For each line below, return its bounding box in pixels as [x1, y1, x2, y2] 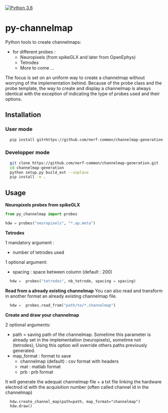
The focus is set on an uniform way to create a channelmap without [5, 75, 145, 81]
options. [5, 96, 23, 102]
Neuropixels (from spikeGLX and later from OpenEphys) [20, 54, 136, 60]
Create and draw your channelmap [5, 312, 79, 318]
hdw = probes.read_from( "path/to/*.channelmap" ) [10, 303, 116, 308]
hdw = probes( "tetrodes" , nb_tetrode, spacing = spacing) [10, 279, 136, 284]
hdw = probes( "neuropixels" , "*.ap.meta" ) [5, 221, 96, 226]
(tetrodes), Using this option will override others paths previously [12, 342, 147, 348]
